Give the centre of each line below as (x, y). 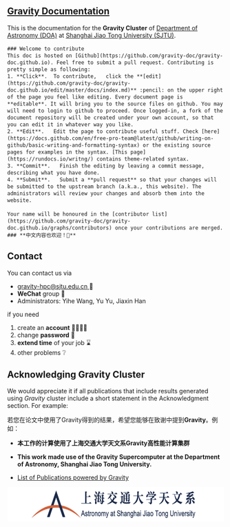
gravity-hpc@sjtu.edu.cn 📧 (55, 286)
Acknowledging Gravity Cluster (76, 375)
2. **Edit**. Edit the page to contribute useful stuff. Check (103, 131)
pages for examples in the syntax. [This (67, 152)
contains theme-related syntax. (143, 159)
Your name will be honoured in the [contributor (78, 214)
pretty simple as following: (49, 69)
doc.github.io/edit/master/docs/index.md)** (72, 90)
